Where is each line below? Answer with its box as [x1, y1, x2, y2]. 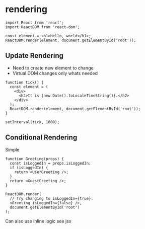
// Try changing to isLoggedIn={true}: [10, 196, 94, 201]
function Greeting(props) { [5, 156, 64, 162]
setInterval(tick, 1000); [5, 119, 59, 124]
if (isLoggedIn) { [10, 165, 49, 170]
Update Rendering [5, 51, 64, 60]
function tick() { [5, 80, 44, 85]
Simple [5, 146, 20, 152]
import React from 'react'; [5, 20, 64, 25]
